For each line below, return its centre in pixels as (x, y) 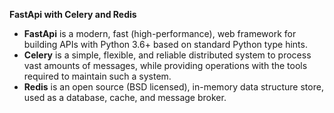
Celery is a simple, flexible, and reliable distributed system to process (167, 55)
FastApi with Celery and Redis (73, 14)
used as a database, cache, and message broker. (125, 97)
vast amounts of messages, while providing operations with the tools (165, 65)
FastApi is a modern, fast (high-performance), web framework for (160, 33)
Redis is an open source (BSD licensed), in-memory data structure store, (173, 87)
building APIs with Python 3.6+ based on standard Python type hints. (165, 44)
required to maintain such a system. (97, 76)
